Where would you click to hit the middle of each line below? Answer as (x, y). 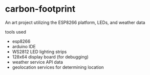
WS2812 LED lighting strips (39, 52)
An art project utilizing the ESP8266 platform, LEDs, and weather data (75, 22)
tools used (16, 32)
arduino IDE (24, 46)
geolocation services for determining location (58, 67)
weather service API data (38, 62)
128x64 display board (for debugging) (50, 56)
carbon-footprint (40, 9)
